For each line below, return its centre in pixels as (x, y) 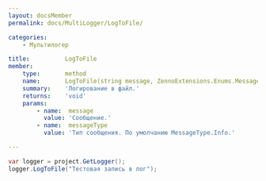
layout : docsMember (40, 15)
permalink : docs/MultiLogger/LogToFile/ (76, 23)
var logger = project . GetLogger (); (67, 161)
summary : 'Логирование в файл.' (81, 88)
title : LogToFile (53, 59)
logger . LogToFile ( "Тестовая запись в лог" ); (83, 169)
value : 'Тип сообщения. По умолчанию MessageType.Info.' (139, 133)
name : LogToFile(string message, (88, 81)
